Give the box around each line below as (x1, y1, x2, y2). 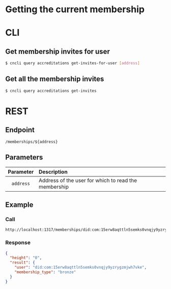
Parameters (5, 153, 43, 162)
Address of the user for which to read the (38, 177, 137, 184)
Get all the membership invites (5, 75, 104, 84)
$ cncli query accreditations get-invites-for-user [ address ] (5, 61, 140, 66)
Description (38, 168, 68, 175)
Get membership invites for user (5, 47, 110, 56)
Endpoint (5, 126, 35, 135)
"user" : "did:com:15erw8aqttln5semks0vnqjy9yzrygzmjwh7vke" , (14, 265, 147, 270)
